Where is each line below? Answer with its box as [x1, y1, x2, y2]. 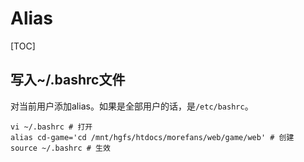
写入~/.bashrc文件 [10, 72, 126, 89]
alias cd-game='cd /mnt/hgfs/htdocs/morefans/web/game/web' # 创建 [10, 132, 295, 142]
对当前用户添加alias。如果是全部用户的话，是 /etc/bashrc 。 [10, 100, 254, 112]
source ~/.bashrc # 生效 [10, 143, 111, 153]
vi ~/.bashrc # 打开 [10, 122, 93, 132]
